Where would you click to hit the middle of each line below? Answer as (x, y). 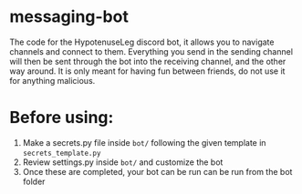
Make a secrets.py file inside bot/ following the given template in (144, 142)
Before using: (62, 118)
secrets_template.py (62, 153)
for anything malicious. (52, 80)
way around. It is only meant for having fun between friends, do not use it (147, 71)
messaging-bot (69, 17)
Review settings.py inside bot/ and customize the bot (123, 162)
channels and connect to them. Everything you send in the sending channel (151, 51)
